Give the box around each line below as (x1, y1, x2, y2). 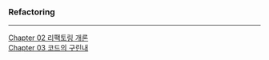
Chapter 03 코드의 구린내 (8, 43, 89, 53)
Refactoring (8, 6, 56, 18)
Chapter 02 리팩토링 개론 (8, 33, 89, 42)
